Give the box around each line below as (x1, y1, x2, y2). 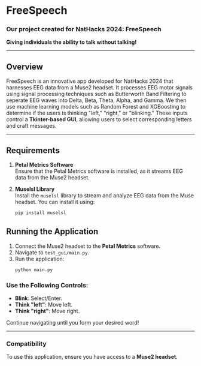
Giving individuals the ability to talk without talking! (6, 38, 137, 46)
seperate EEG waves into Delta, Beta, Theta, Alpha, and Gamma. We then (6, 97, 187, 104)
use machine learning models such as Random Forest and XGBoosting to (6, 103, 186, 110)
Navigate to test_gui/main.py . (14, 248, 90, 256)
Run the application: (14, 255, 65, 262)
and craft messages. (6, 122, 57, 130)
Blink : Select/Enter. (14, 295, 63, 302)
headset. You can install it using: (14, 199, 95, 206)
